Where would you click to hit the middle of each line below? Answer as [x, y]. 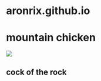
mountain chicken [51, 38]
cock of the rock [36, 72]
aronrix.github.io [48, 11]
